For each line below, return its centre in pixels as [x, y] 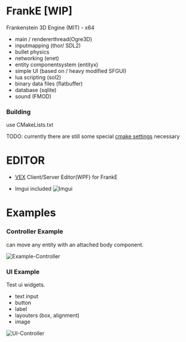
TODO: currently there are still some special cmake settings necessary [93, 136]
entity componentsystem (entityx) [57, 65]
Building [19, 112]
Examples [31, 213]
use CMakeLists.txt [30, 125]
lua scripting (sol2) [38, 77]
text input [27, 296]
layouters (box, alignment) [47, 315]
